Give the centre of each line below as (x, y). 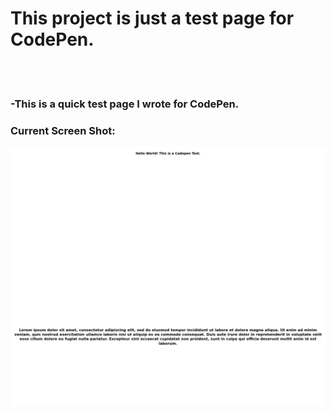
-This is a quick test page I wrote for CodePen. (125, 104)
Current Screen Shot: (63, 130)
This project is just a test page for (152, 18)
